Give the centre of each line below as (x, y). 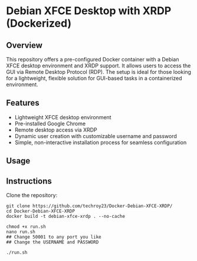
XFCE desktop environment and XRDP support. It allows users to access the (98, 66)
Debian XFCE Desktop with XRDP (89, 11)
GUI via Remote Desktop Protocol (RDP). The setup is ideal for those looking (99, 72)
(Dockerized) (39, 23)
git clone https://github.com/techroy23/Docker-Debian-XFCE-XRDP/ (89, 206)
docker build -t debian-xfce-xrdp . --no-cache (66, 217)
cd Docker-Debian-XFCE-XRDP (41, 211)
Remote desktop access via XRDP (56, 130)
